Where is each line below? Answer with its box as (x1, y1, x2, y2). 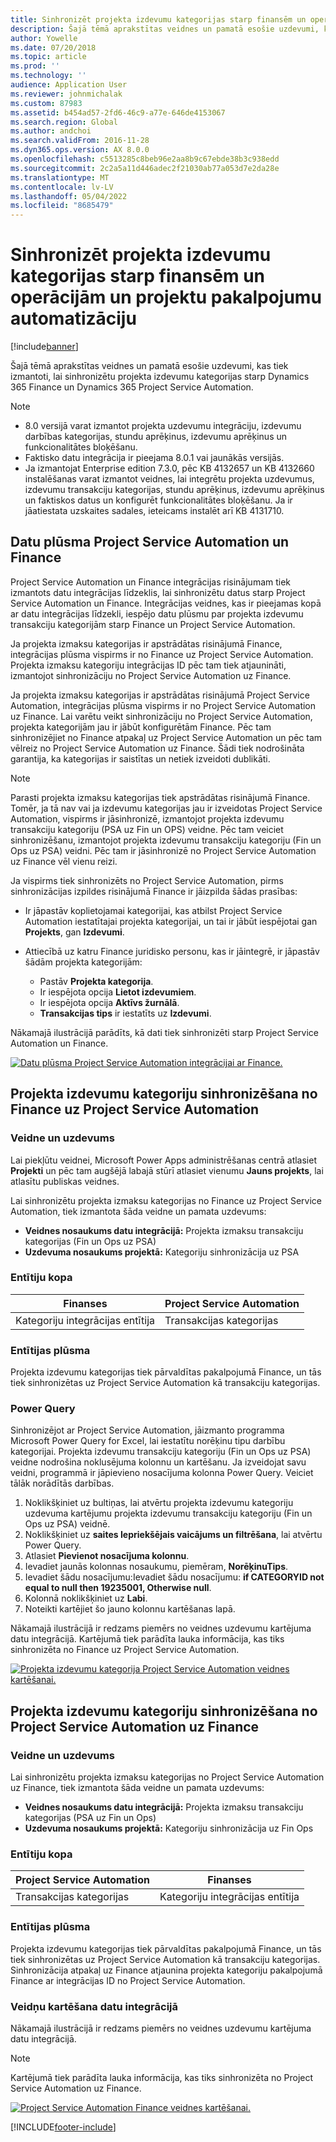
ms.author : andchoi (10, 126, 92, 136)
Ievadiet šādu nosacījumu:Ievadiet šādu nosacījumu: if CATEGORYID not (24, 1571, 325, 1583)
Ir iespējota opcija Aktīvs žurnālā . (39, 996, 180, 1008)
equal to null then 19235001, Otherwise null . (24, 1582, 212, 1594)
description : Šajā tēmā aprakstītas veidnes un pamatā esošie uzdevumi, (10, 24, 320, 34)
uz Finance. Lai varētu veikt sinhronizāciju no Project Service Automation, (10, 710, 313, 722)
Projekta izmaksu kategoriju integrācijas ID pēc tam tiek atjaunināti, (10, 659, 287, 671)
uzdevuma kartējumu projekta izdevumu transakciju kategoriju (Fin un (24, 1507, 313, 1520)
